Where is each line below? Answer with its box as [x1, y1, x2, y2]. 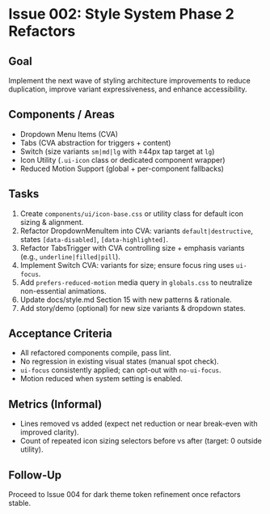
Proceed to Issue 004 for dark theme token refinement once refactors [8, 490, 241, 499]
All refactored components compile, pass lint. [19, 348, 171, 358]
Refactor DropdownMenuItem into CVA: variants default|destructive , [19, 226, 253, 236]
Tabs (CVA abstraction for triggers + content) [19, 138, 171, 147]
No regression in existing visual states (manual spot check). [19, 357, 220, 367]
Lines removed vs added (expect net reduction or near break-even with [19, 418, 258, 429]
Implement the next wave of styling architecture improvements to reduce [8, 76, 251, 85]
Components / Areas [8, 108, 116, 121]
